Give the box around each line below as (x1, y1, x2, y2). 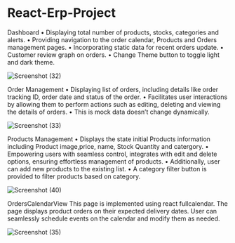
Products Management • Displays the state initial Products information (7, 135, 210, 143)
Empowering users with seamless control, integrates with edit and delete (7, 150, 217, 158)
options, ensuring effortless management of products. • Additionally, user (7, 157, 221, 166)
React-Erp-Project (7, 5, 116, 21)
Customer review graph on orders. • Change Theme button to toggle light (7, 51, 220, 59)
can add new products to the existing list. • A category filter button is (7, 164, 207, 173)
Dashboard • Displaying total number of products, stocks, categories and (7, 28, 219, 37)
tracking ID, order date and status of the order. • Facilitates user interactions (7, 93, 228, 101)
